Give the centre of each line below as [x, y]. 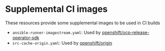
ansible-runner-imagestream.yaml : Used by [56, 32]
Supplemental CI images [56, 9]
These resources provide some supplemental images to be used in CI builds [82, 23]
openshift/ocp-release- [126, 32]
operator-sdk [26, 38]
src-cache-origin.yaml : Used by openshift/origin [62, 43]
